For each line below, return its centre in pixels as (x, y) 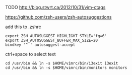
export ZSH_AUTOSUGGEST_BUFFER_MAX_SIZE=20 (52, 40)
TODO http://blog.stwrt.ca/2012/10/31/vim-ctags (55, 7)
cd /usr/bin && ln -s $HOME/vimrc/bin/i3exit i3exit (62, 63)
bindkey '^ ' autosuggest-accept (40, 45)
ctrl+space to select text (30, 54)
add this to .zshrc (23, 27)
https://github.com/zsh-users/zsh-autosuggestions (58, 17)
